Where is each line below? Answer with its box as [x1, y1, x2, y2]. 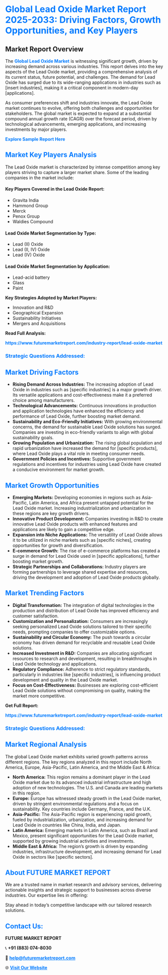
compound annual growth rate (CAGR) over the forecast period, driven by [5, 116, 157, 121]
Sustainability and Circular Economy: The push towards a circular [12, 634, 151, 640]
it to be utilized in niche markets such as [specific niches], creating [12, 537, 151, 543]
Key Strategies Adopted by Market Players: [5, 295, 97, 301]
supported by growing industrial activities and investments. [12, 838, 135, 844]
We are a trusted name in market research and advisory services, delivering [5, 882, 162, 888]
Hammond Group [12, 203, 49, 209]
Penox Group [12, 213, 40, 219]
